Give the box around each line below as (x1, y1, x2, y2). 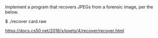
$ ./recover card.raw (5, 19, 47, 24)
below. (5, 9, 19, 15)
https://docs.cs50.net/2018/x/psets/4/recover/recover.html (5, 28, 124, 33)
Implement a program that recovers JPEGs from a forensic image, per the (5, 4, 154, 10)
